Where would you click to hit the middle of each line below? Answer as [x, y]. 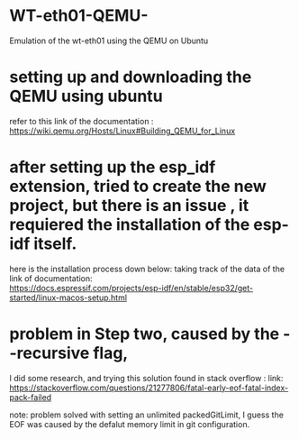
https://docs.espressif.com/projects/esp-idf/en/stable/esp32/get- [131, 288]
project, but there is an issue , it [129, 206]
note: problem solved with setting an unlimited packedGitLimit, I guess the [146, 415]
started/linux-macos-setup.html [68, 297]
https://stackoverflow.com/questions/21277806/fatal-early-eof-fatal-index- [149, 388]
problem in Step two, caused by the [145, 334]
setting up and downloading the [131, 77]
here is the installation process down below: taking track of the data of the [147, 269]
